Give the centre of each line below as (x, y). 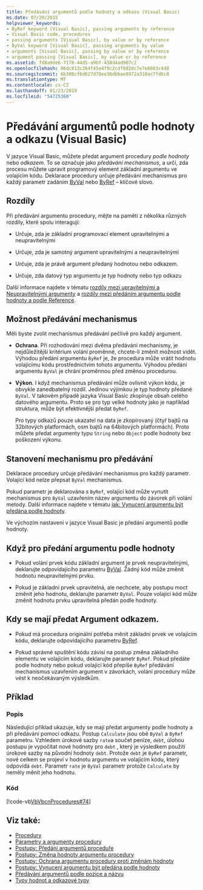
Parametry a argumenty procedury (58, 841)
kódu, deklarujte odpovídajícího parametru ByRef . (77, 640)
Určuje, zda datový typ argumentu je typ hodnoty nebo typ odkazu (98, 275)
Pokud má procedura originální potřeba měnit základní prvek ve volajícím (106, 634)
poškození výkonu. (38, 440)
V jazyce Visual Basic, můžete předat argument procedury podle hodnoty (98, 156)
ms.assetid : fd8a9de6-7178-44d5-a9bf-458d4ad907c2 (72, 62)
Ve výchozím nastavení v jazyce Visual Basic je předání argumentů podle (97, 523)
